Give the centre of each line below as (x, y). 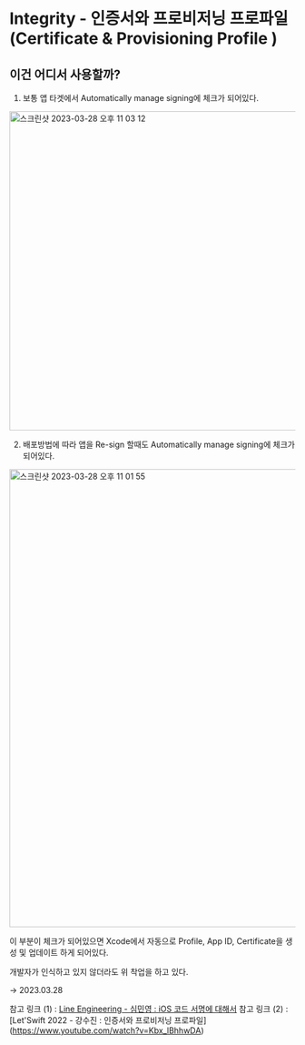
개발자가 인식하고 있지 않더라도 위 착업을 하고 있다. (99, 972)
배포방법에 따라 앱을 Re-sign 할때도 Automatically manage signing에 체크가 (158, 444)
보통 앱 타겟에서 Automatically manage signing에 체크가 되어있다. (141, 98)
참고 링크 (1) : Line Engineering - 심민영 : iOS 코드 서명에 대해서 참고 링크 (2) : (149, 1009)
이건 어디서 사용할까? (65, 74)
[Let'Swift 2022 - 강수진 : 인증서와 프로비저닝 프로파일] (108, 1020)
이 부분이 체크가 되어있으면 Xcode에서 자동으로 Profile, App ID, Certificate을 (147, 941)
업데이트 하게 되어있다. (69, 953)
